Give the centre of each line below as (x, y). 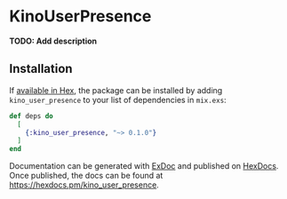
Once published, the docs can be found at (86, 176)
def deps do (31, 116)
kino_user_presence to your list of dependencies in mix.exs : (118, 99)
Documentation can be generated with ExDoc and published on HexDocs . (144, 166)
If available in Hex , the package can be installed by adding (116, 90)
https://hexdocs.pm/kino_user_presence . (84, 185)
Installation (41, 69)
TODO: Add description (53, 41)
